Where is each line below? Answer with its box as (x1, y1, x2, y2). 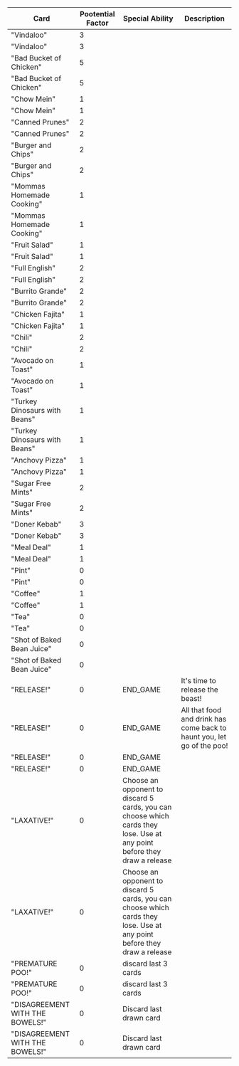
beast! (181, 694, 202, 703)
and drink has (181, 714, 227, 724)
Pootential (79, 9, 115, 19)
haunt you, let (181, 732, 227, 742)
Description (184, 14, 225, 23)
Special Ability (123, 14, 174, 23)
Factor (86, 18, 109, 28)
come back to (181, 723, 227, 732)
